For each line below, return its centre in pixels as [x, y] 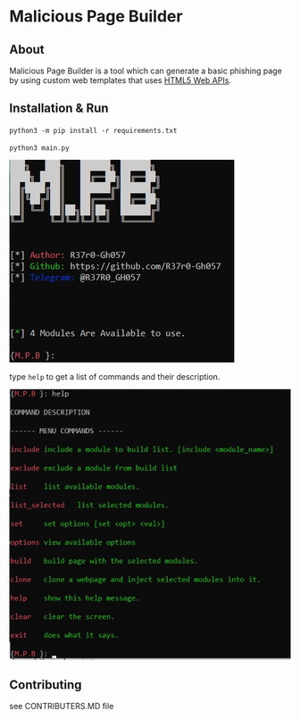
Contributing [46, 685]
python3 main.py [39, 148]
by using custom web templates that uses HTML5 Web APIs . [121, 80]
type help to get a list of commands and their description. [115, 376]
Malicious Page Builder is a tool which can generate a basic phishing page [146, 71]
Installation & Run [59, 109]
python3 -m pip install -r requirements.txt [93, 130]
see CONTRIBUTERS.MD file [62, 706]
